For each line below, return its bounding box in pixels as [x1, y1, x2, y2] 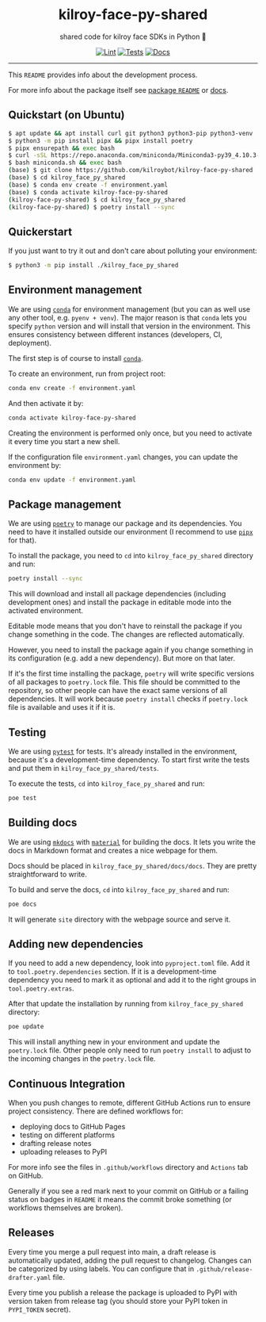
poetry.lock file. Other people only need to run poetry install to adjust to [8, 1045, 252, 1056]
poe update [8, 1023, 44, 1031]
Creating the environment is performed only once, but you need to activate [8, 428, 253, 438]
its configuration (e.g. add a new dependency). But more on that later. [8, 653, 236, 663]
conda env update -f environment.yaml [8, 476, 136, 484]
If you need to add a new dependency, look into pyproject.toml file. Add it [8, 958, 251, 968]
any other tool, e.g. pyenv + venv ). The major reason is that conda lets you [8, 312, 247, 322]
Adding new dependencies [8, 937, 144, 951]
